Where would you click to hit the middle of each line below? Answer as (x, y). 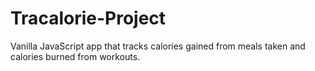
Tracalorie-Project (88, 18)
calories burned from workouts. (75, 56)
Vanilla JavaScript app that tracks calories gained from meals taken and (158, 46)
